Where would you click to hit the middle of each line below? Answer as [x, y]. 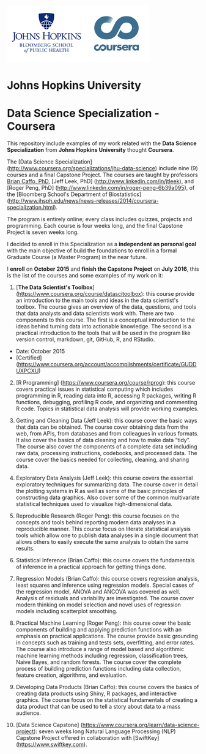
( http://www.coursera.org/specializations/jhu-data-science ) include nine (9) [102, 168]
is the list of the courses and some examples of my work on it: [85, 276]
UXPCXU [27, 371]
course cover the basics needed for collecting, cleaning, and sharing [102, 460]
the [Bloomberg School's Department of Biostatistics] [74, 194]
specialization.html [31, 208]
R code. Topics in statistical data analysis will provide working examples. [107, 409]
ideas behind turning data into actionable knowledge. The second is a [104, 326]
